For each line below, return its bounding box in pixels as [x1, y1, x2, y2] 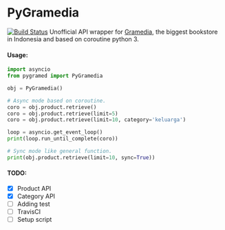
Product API [17, 184, 52, 192]
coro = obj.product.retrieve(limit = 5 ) [7, 110, 118, 117]
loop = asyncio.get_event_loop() [7, 129, 103, 136]
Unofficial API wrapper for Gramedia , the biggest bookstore [49, 28, 218, 36]
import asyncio [7, 66, 51, 73]
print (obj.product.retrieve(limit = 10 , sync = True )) [7, 154, 156, 161]
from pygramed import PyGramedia [7, 72, 103, 80]
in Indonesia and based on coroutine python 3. [7, 34, 140, 43]
